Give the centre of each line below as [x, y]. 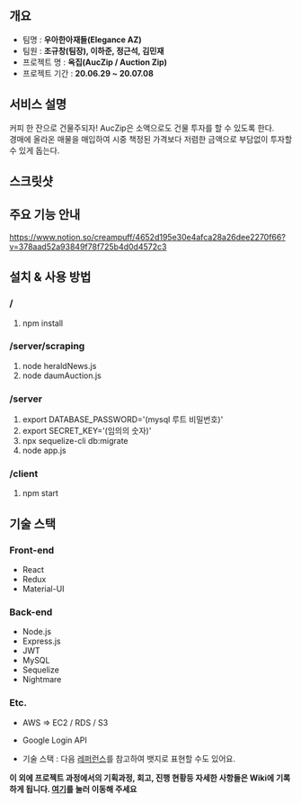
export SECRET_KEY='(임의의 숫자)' [87, 431]
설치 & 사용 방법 [50, 277]
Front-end [32, 550]
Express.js [41, 641]
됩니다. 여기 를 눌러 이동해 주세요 [81, 789]
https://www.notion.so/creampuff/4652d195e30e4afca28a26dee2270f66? [147, 237]
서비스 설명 [38, 105]
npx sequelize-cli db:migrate [75, 441]
